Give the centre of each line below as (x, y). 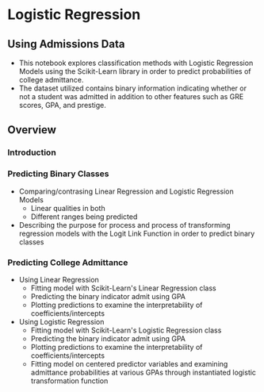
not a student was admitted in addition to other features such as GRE (131, 96)
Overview (32, 130)
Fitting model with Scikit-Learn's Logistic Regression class (126, 330)
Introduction (32, 152)
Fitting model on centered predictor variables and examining (129, 363)
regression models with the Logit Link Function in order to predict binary (137, 233)
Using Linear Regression (59, 279)
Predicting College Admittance (68, 262)
